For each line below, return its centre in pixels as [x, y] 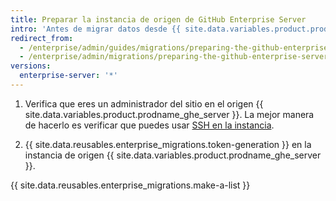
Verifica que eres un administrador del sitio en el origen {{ [144, 103]
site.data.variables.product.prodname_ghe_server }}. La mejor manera [169, 114]
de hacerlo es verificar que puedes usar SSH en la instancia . [149, 125]
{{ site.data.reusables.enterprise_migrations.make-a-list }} [130, 185]
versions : [31, 66]
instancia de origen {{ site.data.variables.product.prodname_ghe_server [173, 155]
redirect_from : [42, 38]
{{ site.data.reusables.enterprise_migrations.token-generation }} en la [168, 144]
